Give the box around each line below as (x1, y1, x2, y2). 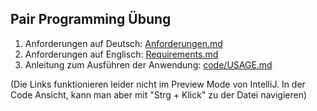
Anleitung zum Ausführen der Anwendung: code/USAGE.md (24, 58, 273, 71)
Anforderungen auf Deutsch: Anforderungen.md (24, 37, 223, 49)
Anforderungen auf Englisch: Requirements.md (24, 48, 219, 60)
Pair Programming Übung (10, 11, 172, 28)
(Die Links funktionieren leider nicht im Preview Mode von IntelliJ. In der (10, 78, 306, 90)
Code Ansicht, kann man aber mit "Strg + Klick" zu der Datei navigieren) (10, 88, 308, 101)
